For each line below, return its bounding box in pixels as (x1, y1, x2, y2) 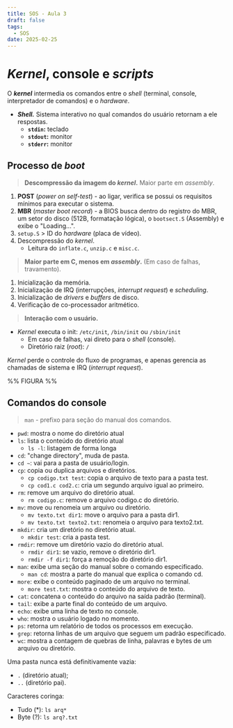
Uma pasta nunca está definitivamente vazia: (7, 657, 137, 666)
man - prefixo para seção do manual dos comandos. (24, 416, 172, 424)
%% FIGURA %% (7, 377, 58, 385)
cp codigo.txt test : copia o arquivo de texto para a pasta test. (27, 473, 209, 482)
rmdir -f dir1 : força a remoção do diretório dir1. (27, 555, 168, 563)
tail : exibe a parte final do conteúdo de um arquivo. (17, 599, 168, 607)
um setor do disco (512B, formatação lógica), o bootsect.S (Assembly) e (17, 214, 225, 222)
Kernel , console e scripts (7, 66, 154, 82)
